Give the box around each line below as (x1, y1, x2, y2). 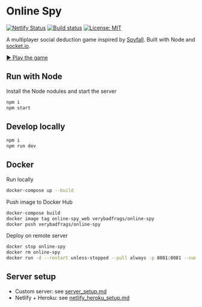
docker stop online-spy (6, 244, 66, 250)
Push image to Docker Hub (6, 198, 73, 206)
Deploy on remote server (6, 232, 68, 239)
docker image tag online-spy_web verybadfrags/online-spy (6, 215, 155, 221)
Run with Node (6, 71, 63, 82)
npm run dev (6, 143, 36, 149)
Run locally (6, 176, 34, 183)
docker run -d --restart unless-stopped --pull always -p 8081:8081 (6, 255, 182, 261)
